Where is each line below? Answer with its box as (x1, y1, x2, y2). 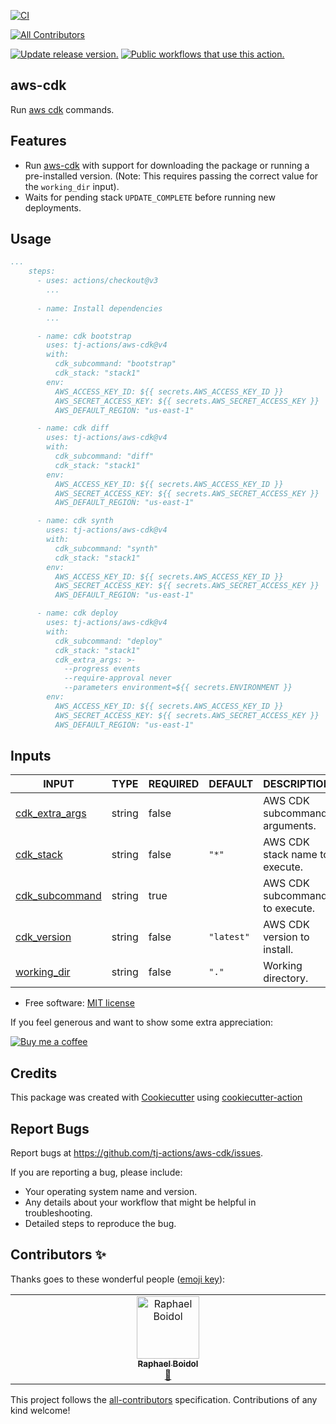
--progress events (63, 664, 141, 674)
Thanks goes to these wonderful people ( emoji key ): (10, 1273, 226, 1285)
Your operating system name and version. (24, 1186, 198, 1197)
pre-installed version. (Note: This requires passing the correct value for (24, 170, 319, 182)
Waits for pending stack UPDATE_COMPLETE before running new (24, 191, 276, 203)
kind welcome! (10, 1404, 71, 1416)
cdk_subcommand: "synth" (54, 543, 159, 554)
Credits (10, 1065, 58, 1082)
